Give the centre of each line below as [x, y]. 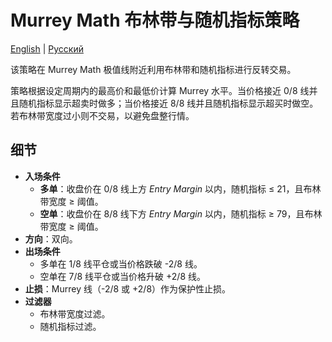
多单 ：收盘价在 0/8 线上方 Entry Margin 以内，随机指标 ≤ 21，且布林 [180, 188]
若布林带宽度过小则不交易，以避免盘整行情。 [102, 115]
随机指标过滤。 [70, 326]
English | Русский [47, 48]
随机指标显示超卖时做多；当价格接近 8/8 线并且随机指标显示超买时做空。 [168, 103]
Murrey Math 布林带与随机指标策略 [155, 20]
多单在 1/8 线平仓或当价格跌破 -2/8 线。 [121, 263]
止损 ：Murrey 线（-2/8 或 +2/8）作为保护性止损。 [128, 288]
